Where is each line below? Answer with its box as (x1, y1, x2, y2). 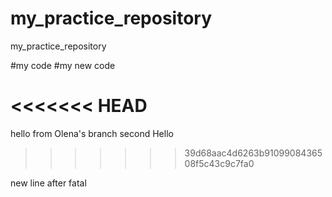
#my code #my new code (10, 59, 116, 71)
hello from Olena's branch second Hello (10, 127, 174, 139)
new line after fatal (10, 177, 87, 189)
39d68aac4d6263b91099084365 (184, 147, 323, 159)
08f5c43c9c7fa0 (184, 157, 255, 169)
